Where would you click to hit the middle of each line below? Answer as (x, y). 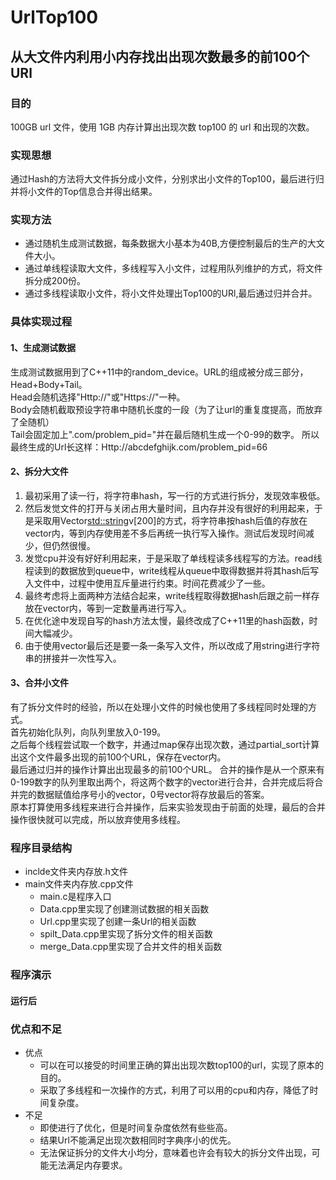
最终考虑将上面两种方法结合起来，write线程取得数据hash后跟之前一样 (168, 595)
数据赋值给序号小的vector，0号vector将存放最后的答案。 (153, 794)
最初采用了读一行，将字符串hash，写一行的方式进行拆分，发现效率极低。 (175, 495)
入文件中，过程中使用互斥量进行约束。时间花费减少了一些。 (147, 583)
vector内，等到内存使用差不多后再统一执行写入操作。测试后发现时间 (165, 533)
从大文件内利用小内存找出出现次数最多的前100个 (160, 56)
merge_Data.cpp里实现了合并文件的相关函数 (131, 947)
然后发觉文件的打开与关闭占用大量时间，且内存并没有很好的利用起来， (169, 508)
